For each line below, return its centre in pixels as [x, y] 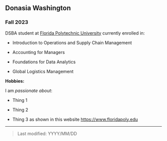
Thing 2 [20, 110]
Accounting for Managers [39, 52]
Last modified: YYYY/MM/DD [47, 134]
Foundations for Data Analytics [44, 62]
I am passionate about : [29, 91]
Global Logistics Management [43, 71]
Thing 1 [20, 100]
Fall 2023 [17, 22]
